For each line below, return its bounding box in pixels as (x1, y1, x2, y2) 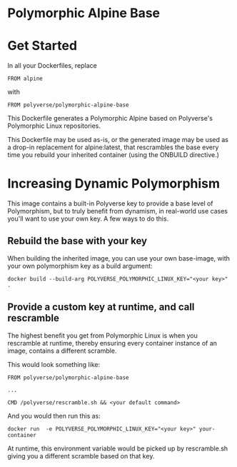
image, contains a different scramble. (7, 346, 117, 355)
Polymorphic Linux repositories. (7, 121, 101, 130)
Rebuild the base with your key (7, 235, 148, 247)
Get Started (7, 38, 77, 54)
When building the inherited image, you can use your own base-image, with (7, 253, 231, 262)
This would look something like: (7, 360, 101, 368)
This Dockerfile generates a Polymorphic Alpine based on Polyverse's (7, 114, 213, 123)
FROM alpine (7, 75, 43, 83)
